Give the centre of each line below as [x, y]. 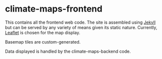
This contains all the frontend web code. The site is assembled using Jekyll [80, 22]
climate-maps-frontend [54, 9]
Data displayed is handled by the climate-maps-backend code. [68, 51]
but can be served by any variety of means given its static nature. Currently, [81, 27]
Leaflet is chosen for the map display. [43, 32]
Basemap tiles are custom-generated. [43, 42]
